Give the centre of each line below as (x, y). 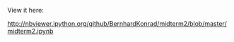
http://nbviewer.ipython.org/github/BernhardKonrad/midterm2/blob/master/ (117, 23)
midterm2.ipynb (30, 31)
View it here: (25, 10)
